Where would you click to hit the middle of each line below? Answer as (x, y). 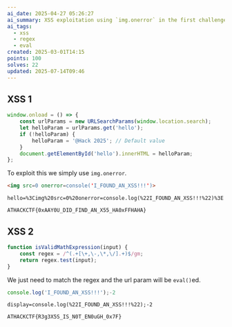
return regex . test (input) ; (58, 260)
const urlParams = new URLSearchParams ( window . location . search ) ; (116, 121)
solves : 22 (23, 65)
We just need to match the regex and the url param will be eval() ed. (104, 279)
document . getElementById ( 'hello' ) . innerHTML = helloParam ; (106, 153)
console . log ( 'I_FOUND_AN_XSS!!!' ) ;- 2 (61, 293)
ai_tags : (20, 26)
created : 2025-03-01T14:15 (46, 52)
